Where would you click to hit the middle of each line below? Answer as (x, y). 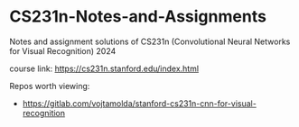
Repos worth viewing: (50, 86)
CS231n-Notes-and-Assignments (138, 17)
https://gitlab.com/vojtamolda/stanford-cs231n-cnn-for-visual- (140, 103)
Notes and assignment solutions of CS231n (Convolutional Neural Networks (150, 41)
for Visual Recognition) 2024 (63, 50)
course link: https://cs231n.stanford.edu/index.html (104, 68)
